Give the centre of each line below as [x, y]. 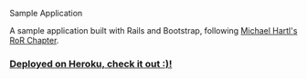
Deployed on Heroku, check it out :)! [91, 64]
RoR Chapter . [34, 40]
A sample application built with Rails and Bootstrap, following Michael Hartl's [153, 30]
